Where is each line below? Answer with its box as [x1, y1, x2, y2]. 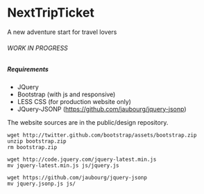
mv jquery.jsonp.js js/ [7, 180, 76, 187]
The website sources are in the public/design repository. [7, 118, 169, 126]
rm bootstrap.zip [7, 143, 58, 150]
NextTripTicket [7, 5, 95, 21]
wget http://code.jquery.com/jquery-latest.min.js [7, 156, 157, 163]
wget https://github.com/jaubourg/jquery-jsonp [7, 174, 148, 181]
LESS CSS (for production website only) [17, 97, 132, 105]
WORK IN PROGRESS [7, 44, 68, 52]
